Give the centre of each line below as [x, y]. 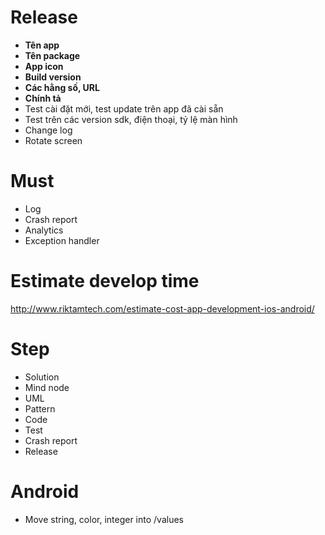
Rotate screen [53, 140]
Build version [53, 77]
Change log [48, 130]
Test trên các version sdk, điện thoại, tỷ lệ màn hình [131, 119]
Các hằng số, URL [62, 87]
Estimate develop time [105, 281]
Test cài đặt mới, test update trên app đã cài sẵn [124, 108]
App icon [44, 66]
